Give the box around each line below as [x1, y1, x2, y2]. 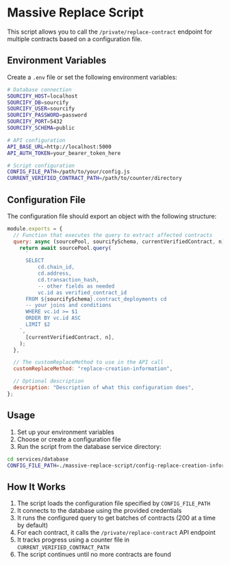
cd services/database [7, 455, 69, 463]
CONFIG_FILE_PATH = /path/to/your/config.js [7, 168, 130, 176]
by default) [16, 521, 49, 529]
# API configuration [7, 137, 66, 143]
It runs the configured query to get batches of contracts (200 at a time [16, 514, 216, 522]
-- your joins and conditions [25, 302, 112, 309]
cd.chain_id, [37, 264, 75, 270]
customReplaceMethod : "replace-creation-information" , [13, 365, 173, 372]
